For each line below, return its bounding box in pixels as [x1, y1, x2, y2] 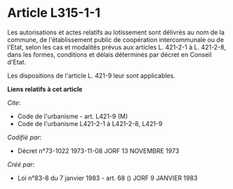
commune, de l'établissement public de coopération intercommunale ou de [7, 35, 225, 43]
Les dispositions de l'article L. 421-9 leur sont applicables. [7, 71, 175, 80]
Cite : [7, 98, 21, 106]
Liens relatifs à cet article [7, 85, 83, 93]
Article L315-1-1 [7, 5, 100, 21]
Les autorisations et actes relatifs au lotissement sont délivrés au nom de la [7, 28, 225, 36]
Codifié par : [7, 133, 42, 141]
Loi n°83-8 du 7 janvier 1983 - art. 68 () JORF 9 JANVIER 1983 [17, 174, 198, 182]
